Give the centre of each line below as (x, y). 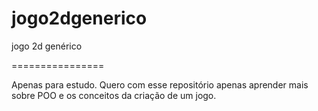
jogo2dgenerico (79, 18)
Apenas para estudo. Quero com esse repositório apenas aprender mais (160, 84)
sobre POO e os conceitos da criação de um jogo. (114, 95)
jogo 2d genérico (47, 46)
